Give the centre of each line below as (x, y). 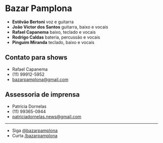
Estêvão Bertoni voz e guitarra (43, 22)
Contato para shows (36, 58)
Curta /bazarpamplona (35, 135)
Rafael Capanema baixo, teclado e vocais (54, 32)
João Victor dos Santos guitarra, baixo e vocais (60, 27)
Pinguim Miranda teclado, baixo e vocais (53, 42)
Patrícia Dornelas (29, 106)
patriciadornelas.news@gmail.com (47, 116)
